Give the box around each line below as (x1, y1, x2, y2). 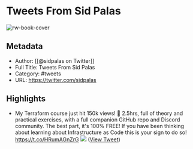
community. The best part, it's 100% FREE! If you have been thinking (14, 122, 185, 129)
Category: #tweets (14, 70, 61, 77)
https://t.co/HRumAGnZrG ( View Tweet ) (14, 136, 121, 143)
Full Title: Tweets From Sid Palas (14, 63, 95, 71)
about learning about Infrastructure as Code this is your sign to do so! (14, 129, 187, 136)
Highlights (6, 94, 46, 104)
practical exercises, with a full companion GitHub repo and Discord (14, 115, 180, 123)
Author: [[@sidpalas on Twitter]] (14, 57, 95, 64)
